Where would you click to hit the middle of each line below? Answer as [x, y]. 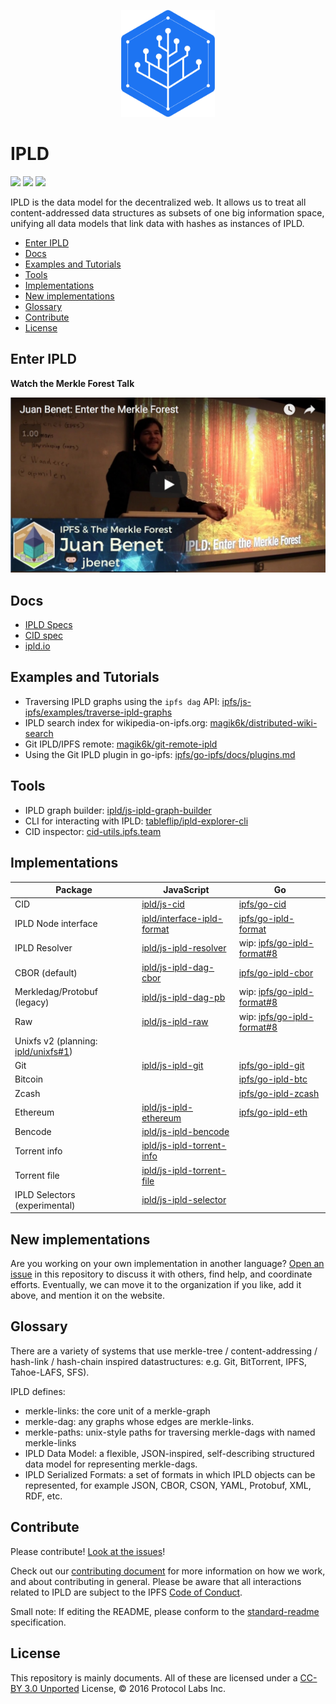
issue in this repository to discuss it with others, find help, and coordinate [161, 1274]
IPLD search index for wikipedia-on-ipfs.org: [116, 722]
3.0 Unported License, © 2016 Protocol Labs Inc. [125, 1688]
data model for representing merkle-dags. [111, 1464]
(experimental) [45, 1205]
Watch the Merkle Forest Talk [72, 383]
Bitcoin [29, 1079]
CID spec [43, 636]
